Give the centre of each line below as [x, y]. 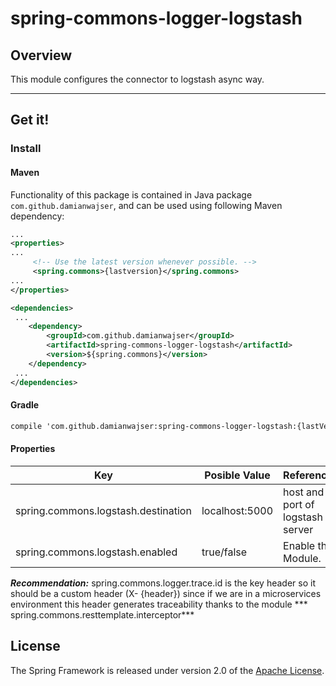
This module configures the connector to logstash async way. [137, 79]
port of [299, 504]
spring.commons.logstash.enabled [96, 552]
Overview [41, 55]
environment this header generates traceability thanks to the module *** [159, 604]
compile [26, 426]
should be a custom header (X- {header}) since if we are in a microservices [166, 593]
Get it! [30, 120]
